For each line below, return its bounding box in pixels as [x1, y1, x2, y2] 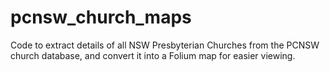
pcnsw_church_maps [10, 6, 192, 29]
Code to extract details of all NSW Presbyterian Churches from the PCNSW [10, 39, 320, 51]
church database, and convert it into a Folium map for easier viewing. [10, 49, 296, 61]
